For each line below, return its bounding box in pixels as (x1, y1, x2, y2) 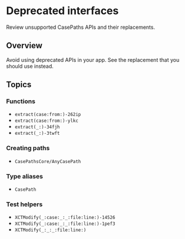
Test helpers (6, 200, 43, 208)
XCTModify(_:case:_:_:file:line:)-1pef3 (14, 221, 115, 227)
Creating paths (6, 144, 50, 152)
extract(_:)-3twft (14, 131, 60, 137)
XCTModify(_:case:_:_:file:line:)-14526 (14, 215, 115, 221)
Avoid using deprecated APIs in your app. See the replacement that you (6, 56, 180, 63)
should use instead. (6, 62, 54, 69)
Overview (6, 41, 43, 51)
